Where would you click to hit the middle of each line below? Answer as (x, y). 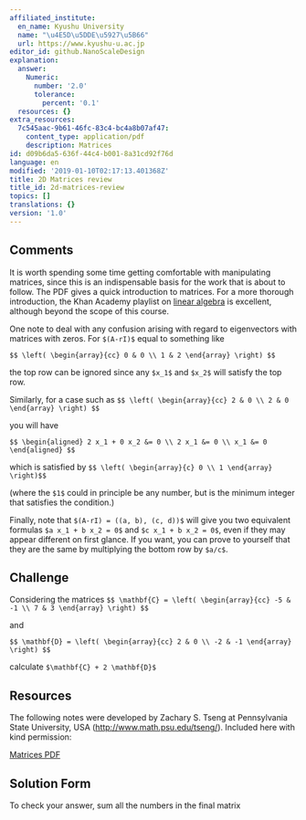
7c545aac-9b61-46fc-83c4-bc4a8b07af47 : (94, 129)
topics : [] (30, 196)
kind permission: (41, 737)
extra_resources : (42, 120)
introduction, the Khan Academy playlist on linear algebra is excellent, (141, 301)
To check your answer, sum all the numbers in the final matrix (125, 805)
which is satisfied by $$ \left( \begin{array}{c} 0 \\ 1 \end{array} (141, 467)
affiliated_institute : (53, 18)
